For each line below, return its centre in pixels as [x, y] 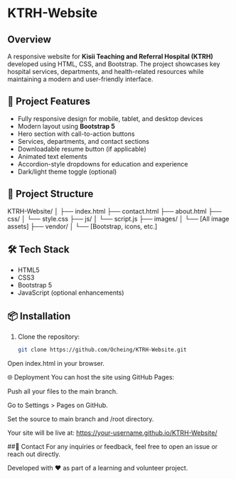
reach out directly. [34, 454]
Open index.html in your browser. [56, 364]
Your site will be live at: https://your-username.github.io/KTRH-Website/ [113, 433]
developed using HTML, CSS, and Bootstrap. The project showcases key [114, 64]
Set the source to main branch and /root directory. [81, 419]
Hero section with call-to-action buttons [76, 134]
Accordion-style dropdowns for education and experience [103, 164]
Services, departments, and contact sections [83, 141]
